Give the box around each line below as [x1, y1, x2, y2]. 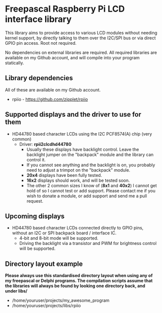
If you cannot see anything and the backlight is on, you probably [26, 162, 155, 168]
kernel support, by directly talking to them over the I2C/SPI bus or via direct [5, 35, 156, 41]
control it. [26, 156, 46, 162]
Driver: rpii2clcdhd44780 [19, 141, 72, 147]
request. [26, 198, 44, 204]
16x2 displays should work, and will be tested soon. [26, 177, 130, 183]
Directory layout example [5, 260, 83, 268]
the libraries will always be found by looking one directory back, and [5, 283, 146, 289]
